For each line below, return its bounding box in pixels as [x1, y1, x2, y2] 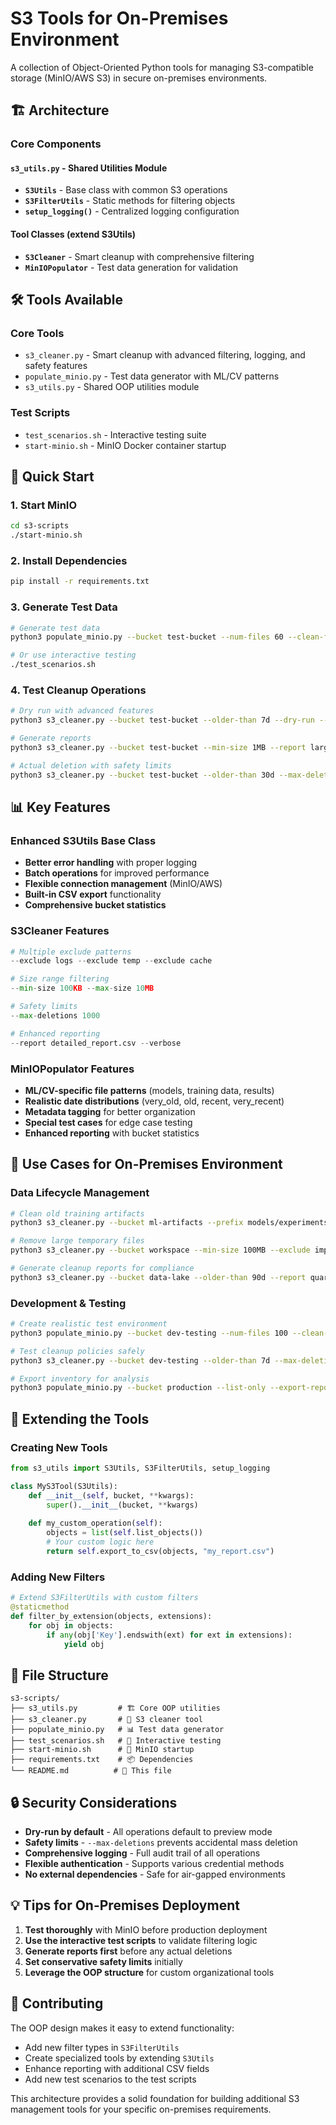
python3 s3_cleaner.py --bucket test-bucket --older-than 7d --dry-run [10, 715, 315, 726]
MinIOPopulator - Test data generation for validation [24, 261, 239, 273]
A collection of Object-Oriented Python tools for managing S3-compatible [10, 61, 314, 73]
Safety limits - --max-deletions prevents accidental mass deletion [24, 1837, 298, 1849]
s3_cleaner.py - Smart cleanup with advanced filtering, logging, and [24, 349, 306, 361]
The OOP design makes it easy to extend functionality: [10, 2022, 235, 2034]
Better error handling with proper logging [24, 857, 198, 869]
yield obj [63, 1639, 105, 1649]
